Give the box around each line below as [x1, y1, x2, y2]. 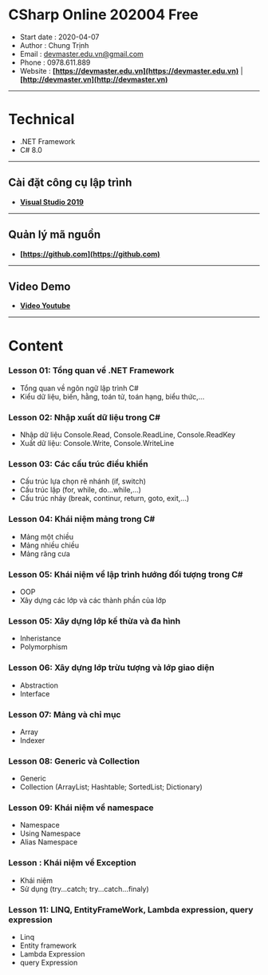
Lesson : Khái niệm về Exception [8, 857, 137, 869]
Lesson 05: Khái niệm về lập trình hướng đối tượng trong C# [8, 568, 243, 580]
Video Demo [8, 279, 71, 293]
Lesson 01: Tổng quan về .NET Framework [8, 365, 175, 376]
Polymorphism [19, 642, 68, 652]
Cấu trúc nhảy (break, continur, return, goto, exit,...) [19, 494, 190, 504]
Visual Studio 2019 [19, 197, 84, 207]
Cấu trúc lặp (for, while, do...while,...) [19, 485, 142, 495]
